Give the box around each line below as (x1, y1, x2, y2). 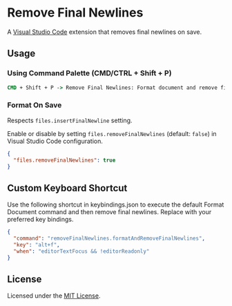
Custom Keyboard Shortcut (7, 182, 128, 194)
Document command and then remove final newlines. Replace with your (7, 208, 212, 216)
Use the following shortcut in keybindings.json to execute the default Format (7, 200, 224, 209)
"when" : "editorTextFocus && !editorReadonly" (13, 247, 150, 255)
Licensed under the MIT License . (7, 291, 101, 300)
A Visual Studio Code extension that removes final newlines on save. (7, 28, 202, 36)
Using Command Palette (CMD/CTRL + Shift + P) (7, 68, 172, 78)
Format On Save (7, 100, 62, 110)
